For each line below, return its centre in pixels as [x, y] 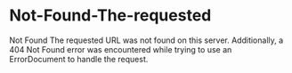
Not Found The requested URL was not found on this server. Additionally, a [146, 40]
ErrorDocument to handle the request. [79, 59]
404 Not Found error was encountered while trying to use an [121, 49]
